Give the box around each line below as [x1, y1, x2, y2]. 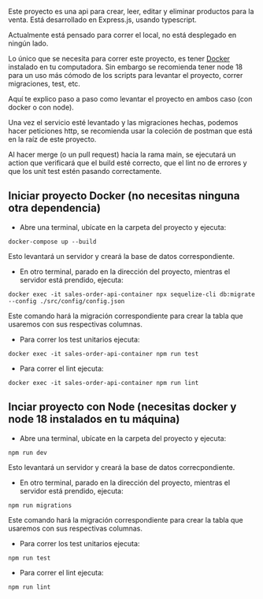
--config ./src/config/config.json [8, 297, 125, 305]
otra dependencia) [8, 202, 101, 215]
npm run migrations [8, 501, 72, 509]
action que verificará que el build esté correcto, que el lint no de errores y [8, 158, 247, 168]
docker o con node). [8, 102, 75, 112]
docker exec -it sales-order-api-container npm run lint [8, 379, 199, 386]
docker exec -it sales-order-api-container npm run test [8, 349, 199, 357]
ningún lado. [8, 39, 49, 48]
